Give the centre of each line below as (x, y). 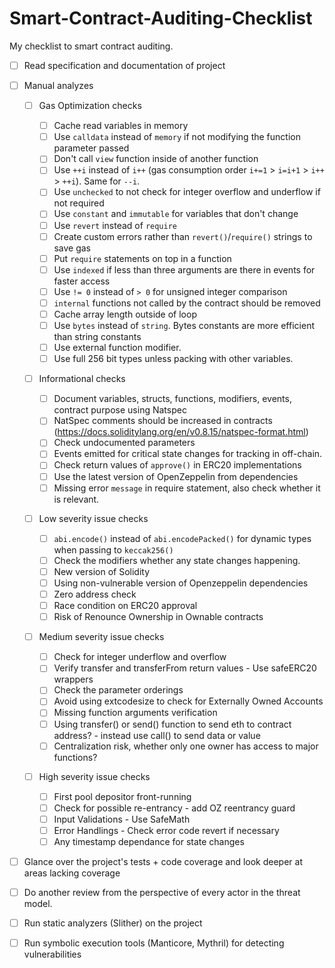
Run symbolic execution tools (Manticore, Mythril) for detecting (154, 943)
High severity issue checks (94, 776)
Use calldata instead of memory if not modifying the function (177, 137)
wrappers (73, 679)
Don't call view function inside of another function (156, 159)
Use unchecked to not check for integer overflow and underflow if (187, 192)
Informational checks (82, 379)
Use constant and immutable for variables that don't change (176, 214)
